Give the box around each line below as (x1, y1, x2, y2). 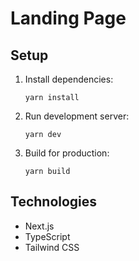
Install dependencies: (24, 73, 114, 85)
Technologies (10, 193, 98, 211)
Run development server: (24, 110, 130, 122)
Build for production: (24, 147, 110, 159)
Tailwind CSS (24, 241, 80, 253)
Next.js (24, 220, 55, 232)
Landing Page (10, 7, 127, 30)
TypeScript (24, 230, 71, 242)
